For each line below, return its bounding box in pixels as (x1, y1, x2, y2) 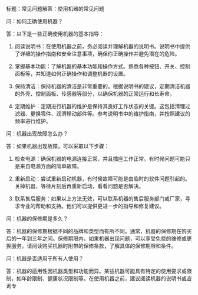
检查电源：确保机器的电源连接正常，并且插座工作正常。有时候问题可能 (14, 155, 186, 162)
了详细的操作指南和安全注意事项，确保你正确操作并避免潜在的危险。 (14, 50, 180, 57)
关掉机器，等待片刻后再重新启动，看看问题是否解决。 (14, 183, 144, 189)
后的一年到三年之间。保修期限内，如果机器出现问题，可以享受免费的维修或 (6, 235, 187, 242)
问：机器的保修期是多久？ (6, 215, 68, 222)
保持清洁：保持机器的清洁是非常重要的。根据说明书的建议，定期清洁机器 (14, 83, 190, 90)
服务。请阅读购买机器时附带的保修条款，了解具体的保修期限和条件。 (11, 242, 177, 249)
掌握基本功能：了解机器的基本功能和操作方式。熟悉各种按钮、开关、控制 (14, 63, 190, 70)
